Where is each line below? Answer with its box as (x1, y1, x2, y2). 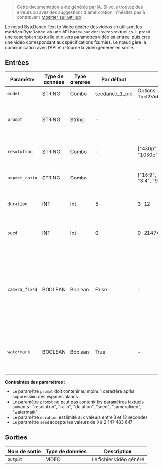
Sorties (5, 434, 28, 442)
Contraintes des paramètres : (5, 379, 65, 385)
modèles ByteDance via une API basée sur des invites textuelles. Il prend (5, 29, 151, 34)
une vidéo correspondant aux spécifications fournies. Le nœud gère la (5, 39, 146, 45)
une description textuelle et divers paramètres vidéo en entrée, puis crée (5, 34, 151, 40)
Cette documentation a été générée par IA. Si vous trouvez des (16, 4, 143, 10)
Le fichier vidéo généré (91, 456, 145, 463)
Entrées (5, 58, 29, 67)
